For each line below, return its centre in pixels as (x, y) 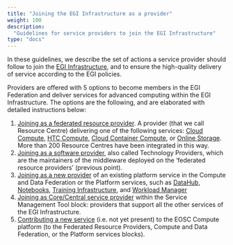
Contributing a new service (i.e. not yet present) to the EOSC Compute (118, 219)
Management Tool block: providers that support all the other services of (120, 205)
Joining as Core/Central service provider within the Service (102, 197)
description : (26, 26)
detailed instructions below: (47, 110)
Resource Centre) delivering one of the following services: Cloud (110, 131)
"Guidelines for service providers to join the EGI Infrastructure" (115, 33)
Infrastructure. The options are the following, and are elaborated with (106, 102)
